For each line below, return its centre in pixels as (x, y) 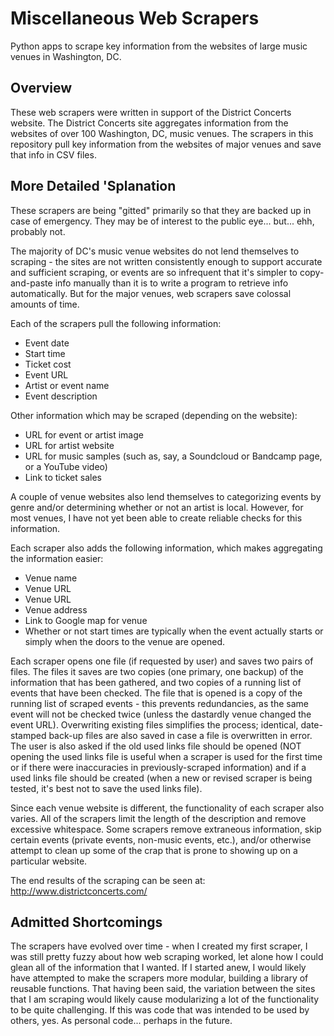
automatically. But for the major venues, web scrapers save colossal (151, 293)
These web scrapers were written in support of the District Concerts (151, 112)
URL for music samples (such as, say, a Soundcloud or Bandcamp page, (173, 456)
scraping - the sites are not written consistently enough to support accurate (166, 261)
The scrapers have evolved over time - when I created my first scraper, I (159, 946)
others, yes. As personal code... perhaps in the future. (121, 1021)
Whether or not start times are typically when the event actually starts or (174, 631)
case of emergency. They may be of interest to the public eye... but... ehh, (162, 221)
